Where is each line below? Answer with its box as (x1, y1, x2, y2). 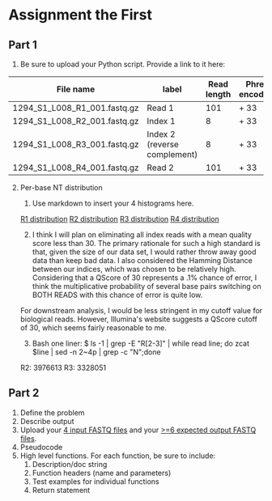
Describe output (19, 416, 74, 426)
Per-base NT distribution (19, 183, 103, 192)
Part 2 (8, 386, 40, 400)
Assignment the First (8, 6, 152, 24)
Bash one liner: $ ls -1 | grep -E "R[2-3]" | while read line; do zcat (32, 338, 249, 348)
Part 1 (8, 38, 38, 52)
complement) (147, 149, 198, 159)
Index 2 (147, 129, 176, 139)
